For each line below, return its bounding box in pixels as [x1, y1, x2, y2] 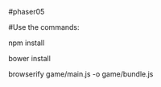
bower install [8, 54, 51, 63]
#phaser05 [8, 7, 45, 16]
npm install [8, 38, 45, 48]
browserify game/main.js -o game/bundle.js [8, 69, 154, 79]
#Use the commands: [8, 23, 80, 31]
